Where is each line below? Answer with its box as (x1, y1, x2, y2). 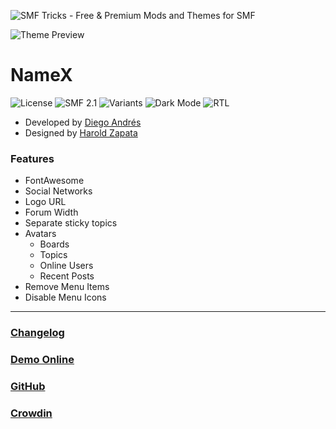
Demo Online (10, 353, 75, 367)
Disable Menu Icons (24, 291, 107, 304)
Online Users (39, 260, 94, 272)
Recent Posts (39, 270, 95, 282)
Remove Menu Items (24, 281, 110, 293)
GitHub (10, 380, 46, 393)
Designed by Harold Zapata (24, 126, 138, 139)
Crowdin (10, 406, 53, 420)
